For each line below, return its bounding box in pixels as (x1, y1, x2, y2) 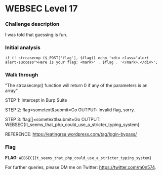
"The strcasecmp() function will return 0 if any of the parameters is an (5, 83, 148, 88)
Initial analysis (5, 44, 40, 51)
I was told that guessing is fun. (5, 32, 68, 38)
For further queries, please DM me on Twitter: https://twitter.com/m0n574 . (5, 164, 157, 171)
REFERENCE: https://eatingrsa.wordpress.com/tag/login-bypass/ (5, 131, 137, 137)
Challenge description (5, 21, 60, 28)
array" (5, 87, 18, 94)
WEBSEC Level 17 (5, 3, 78, 14)
